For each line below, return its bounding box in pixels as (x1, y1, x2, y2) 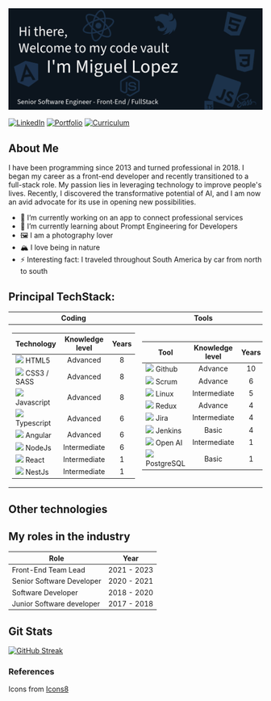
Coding (60, 313, 86, 323)
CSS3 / (25, 367, 49, 378)
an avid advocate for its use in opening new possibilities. (8, 197, 197, 207)
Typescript (15, 418, 52, 428)
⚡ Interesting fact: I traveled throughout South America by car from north (19, 254, 262, 265)
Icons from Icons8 (8, 684, 69, 694)
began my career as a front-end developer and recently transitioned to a (8, 171, 249, 181)
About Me (8, 141, 59, 155)
